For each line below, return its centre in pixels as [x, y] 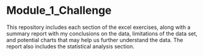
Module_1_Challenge [59, 11]
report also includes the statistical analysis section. [70, 46]
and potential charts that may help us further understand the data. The [95, 40]
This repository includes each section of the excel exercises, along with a [98, 27]
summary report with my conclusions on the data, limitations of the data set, [102, 33]
